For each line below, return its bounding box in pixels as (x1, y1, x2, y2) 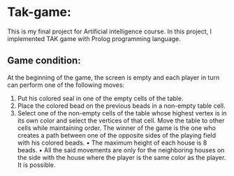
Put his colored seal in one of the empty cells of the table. (17, 94, 184, 102)
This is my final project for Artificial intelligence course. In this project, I (7, 27, 212, 35)
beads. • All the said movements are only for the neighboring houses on (17, 145, 225, 154)
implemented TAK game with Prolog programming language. (7, 34, 182, 42)
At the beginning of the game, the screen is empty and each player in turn (7, 73, 220, 81)
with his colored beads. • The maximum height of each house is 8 (17, 138, 207, 147)
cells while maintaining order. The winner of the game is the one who (17, 123, 217, 132)
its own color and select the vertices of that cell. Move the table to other (17, 116, 225, 125)
